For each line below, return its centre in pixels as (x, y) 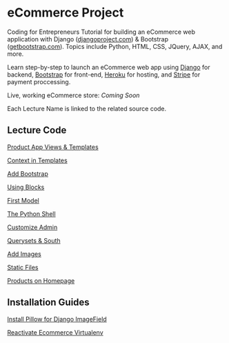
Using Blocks (26, 187)
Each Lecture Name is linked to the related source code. (87, 108)
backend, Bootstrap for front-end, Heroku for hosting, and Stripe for (104, 75)
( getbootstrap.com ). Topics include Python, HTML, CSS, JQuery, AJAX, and (115, 46)
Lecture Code (37, 130)
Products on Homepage (41, 280)
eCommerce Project (66, 13)
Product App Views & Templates (53, 147)
